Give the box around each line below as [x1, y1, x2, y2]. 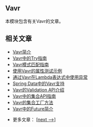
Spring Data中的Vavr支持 [12, 80, 65, 87]
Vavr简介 [12, 49, 31, 55]
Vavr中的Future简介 [12, 106, 54, 112]
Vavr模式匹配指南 [12, 61, 49, 67]
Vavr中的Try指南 [12, 55, 47, 61]
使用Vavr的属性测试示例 [12, 68, 62, 74]
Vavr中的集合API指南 [12, 93, 56, 99]
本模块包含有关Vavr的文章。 [5, 18, 64, 24]
